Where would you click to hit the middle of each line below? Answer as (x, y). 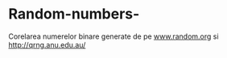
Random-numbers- (74, 14)
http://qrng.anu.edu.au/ (47, 44)
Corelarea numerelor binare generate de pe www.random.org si (113, 36)
